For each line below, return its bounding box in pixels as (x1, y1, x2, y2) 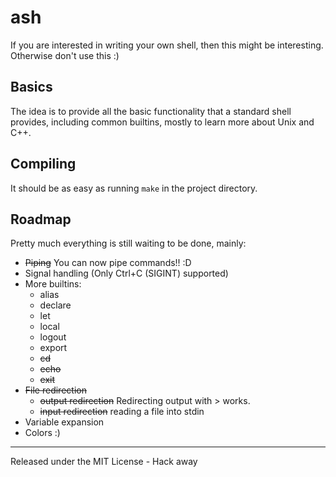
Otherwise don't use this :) (10, 49, 120, 61)
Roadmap (10, 211, 72, 228)
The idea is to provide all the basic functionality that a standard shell (10, 105, 292, 117)
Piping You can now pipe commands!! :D (24, 257, 192, 269)
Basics (10, 79, 53, 96)
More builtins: (24, 278, 82, 290)
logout (39, 331, 67, 343)
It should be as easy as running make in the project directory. (10, 182, 258, 194)
